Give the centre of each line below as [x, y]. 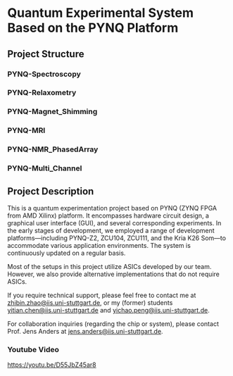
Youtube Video [33, 349]
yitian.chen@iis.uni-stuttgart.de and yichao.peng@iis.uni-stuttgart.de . [108, 310]
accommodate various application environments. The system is [99, 245]
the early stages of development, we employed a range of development [111, 230]
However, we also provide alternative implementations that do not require [113, 274]
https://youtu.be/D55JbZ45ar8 [52, 365]
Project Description [51, 191]
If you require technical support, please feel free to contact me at [102, 295]
